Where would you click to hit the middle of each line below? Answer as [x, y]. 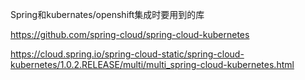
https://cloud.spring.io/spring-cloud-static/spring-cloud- [127, 54]
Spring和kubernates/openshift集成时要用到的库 [107, 14]
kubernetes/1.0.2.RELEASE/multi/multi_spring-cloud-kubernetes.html [152, 64]
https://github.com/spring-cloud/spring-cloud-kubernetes [130, 34]
